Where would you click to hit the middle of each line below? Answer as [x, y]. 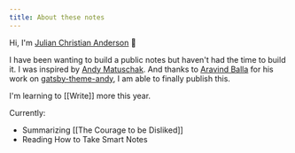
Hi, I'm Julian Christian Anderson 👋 [73, 42]
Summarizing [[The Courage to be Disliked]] [102, 130]
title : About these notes [57, 17]
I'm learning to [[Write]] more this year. [80, 96]
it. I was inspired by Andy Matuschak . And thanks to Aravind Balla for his [141, 69]
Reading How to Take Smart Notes [85, 139]
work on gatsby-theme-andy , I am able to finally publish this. [120, 78]
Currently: [27, 112]
